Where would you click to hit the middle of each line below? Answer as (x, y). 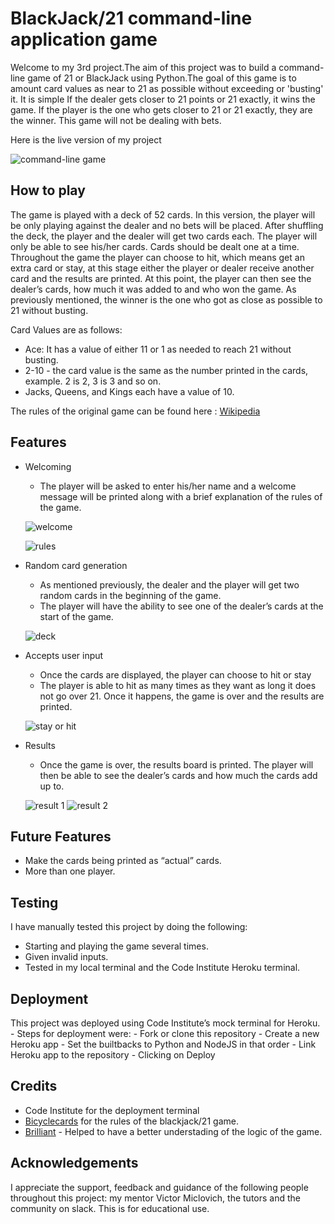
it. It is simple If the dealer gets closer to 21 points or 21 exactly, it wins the (163, 99)
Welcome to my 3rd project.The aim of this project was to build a (143, 67)
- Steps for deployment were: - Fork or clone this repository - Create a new (165, 1033)
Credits (34, 1086)
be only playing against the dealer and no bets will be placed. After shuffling (167, 225)
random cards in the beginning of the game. (130, 595)
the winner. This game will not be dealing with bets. (116, 120)
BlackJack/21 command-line (131, 18)
